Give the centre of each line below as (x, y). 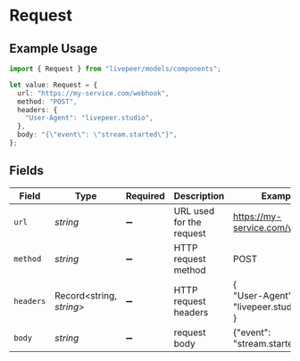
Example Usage (54, 49)
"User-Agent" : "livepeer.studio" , (89, 118)
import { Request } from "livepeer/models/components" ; (115, 69)
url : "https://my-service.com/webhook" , (93, 93)
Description (199, 195)
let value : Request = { (54, 85)
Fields (27, 171)
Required (145, 195)
